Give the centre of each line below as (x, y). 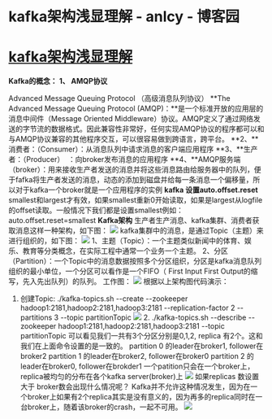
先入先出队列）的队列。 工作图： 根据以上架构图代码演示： (125, 282)
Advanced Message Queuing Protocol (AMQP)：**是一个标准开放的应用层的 (136, 109)
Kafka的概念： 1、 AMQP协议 (58, 81)
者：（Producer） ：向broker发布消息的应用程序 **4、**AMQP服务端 (125, 159)
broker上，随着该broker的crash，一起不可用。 (105, 407)
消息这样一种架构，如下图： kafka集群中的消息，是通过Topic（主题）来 (139, 231)
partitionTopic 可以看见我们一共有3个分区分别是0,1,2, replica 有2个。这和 (141, 336)
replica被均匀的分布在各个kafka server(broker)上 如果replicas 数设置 (140, 377)
